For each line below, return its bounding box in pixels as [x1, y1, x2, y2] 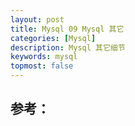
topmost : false [10, 61, 74, 71]
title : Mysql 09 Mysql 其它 [10, 24, 125, 34]
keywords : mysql [10, 52, 78, 62]
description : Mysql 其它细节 [10, 42, 126, 53]
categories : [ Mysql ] [10, 33, 97, 43]
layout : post [10, 14, 65, 25]
